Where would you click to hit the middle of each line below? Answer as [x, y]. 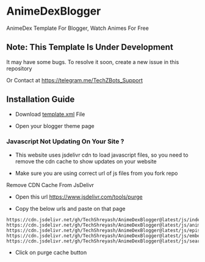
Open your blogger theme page [55, 126]
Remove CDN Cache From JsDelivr [50, 185]
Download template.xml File [50, 114]
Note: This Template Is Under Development [90, 47]
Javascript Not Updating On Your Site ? [65, 141]
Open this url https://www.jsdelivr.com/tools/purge [79, 197]
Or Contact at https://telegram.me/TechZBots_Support [75, 80]
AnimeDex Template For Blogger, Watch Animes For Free [78, 28]
